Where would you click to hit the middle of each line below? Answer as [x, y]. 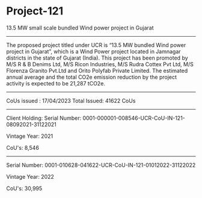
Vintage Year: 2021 [29, 136]
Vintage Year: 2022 [30, 176]
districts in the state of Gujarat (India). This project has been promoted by [97, 58]
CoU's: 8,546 [23, 147]
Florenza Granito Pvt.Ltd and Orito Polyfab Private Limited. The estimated [97, 70]
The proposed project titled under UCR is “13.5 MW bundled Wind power [96, 45]
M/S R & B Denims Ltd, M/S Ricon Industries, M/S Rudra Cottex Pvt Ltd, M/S [100, 64]
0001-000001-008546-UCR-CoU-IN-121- [134, 118]
